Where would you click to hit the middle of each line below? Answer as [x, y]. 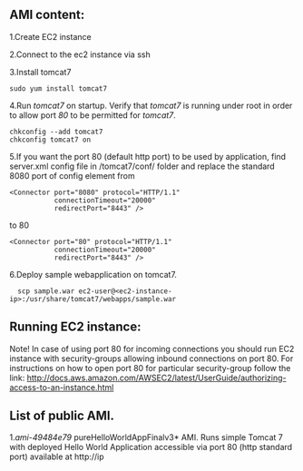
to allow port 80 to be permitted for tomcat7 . [93, 115]
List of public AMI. [62, 416]
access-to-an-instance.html [62, 387]
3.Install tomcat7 [40, 72]
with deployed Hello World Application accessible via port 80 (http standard [151, 447]
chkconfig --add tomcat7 [56, 132]
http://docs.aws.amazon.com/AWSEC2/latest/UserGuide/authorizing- [157, 378]
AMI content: [47, 15]
